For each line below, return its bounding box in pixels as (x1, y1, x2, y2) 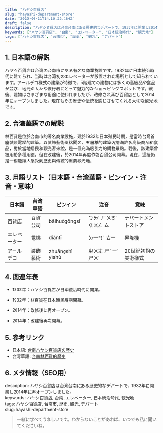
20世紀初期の (124, 248, 155, 254)
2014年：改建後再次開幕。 (12, 318, 65, 324)
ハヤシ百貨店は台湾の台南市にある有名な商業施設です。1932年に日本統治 (5, 67, 150, 73)
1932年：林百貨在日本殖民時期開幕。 (12, 297, 86, 303)
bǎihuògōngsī (49, 218, 81, 225)
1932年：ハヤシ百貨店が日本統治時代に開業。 (12, 287, 103, 292)
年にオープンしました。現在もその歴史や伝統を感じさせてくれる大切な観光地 (5, 98, 158, 104)
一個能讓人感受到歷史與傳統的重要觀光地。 (9, 158, 95, 163)
